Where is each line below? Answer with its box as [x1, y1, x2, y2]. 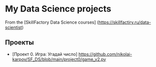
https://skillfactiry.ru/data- [98, 19, 151, 25]
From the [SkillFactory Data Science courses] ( [5, 19, 99, 25]
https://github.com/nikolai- [78, 51, 133, 57]
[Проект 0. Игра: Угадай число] [12, 51, 78, 57]
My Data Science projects [5, 3, 111, 14]
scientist [5, 24, 22, 30]
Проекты [5, 39, 34, 47]
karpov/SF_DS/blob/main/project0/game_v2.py [12, 56, 106, 62]
